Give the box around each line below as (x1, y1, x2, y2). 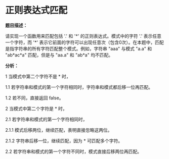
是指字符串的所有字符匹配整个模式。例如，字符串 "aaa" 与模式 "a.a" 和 (5, 45, 152, 51)
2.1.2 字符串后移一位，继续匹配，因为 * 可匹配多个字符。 (5, 137, 123, 144)
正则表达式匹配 (5, 5, 68, 16)
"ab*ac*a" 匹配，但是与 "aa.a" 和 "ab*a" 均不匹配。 (5, 51, 113, 58)
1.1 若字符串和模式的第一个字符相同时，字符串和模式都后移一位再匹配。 (5, 84, 153, 90)
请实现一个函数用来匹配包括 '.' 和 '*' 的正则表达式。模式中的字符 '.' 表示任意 (5, 33, 162, 39)
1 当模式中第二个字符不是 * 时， (5, 73, 71, 79)
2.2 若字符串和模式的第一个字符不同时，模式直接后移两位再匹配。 (5, 148, 142, 154)
